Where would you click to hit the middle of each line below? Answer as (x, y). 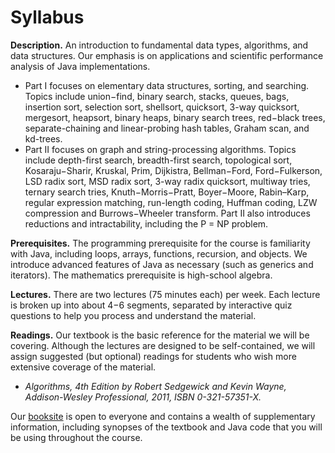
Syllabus (47, 17)
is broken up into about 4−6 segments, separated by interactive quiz (151, 305)
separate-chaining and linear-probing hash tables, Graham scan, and (167, 128)
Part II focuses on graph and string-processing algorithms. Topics (160, 149)
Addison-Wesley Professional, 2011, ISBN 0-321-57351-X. (143, 397)
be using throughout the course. (76, 437)
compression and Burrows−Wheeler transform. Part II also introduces (167, 213)
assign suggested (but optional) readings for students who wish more (153, 356)
